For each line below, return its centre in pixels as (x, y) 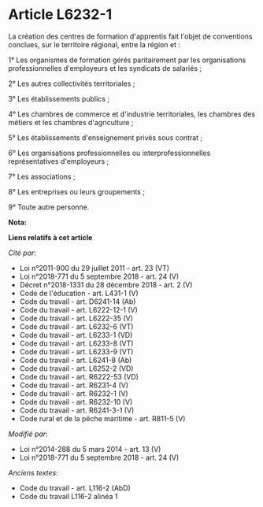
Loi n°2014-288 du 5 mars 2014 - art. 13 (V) (90, 449)
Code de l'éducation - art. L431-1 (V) (79, 293)
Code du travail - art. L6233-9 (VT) (76, 351)
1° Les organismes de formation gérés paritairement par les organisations (127, 60)
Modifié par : (28, 434)
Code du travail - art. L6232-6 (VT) (76, 326)
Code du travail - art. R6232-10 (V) (76, 402)
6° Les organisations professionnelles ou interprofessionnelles (109, 153)
